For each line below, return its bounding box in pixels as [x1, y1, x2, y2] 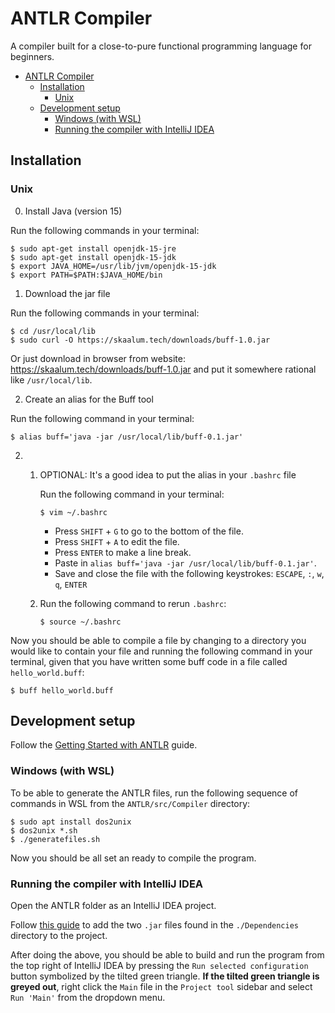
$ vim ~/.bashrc [39, 507, 108, 517]
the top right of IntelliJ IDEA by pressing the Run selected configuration [10, 960, 309, 972]
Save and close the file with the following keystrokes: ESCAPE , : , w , [54, 567, 325, 579]
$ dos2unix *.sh [10, 825, 78, 836]
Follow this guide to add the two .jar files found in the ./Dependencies [10, 919, 300, 931]
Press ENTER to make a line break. [54, 546, 192, 558]
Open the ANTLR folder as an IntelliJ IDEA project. [10, 900, 217, 912]
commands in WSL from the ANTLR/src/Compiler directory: [10, 797, 251, 809]
